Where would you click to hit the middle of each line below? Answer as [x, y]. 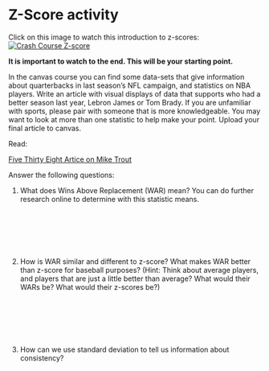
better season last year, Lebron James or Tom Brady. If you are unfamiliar [130, 102]
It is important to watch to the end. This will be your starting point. [121, 61]
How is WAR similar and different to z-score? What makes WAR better [135, 261]
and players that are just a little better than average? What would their [135, 278]
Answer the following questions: [61, 175]
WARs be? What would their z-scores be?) [90, 286]
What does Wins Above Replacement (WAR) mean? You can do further [137, 190]
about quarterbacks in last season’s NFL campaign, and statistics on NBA [130, 85]
